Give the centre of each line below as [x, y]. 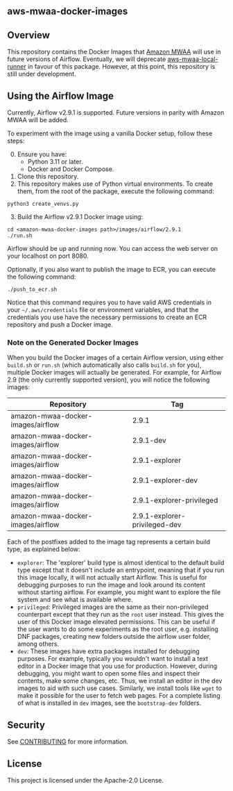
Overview [29, 35]
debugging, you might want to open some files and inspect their [109, 674]
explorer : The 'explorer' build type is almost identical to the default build [121, 563]
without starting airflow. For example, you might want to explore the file [119, 592]
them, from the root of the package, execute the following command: [115, 191]
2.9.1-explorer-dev [165, 480]
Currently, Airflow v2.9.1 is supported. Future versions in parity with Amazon [116, 113]
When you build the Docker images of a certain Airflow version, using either [115, 358]
